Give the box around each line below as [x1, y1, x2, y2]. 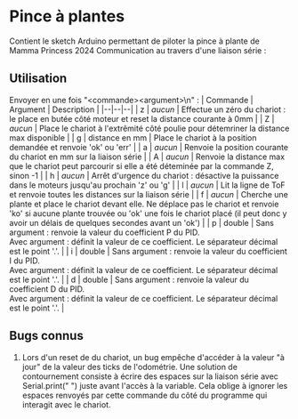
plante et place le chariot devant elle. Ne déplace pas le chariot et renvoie [9, 198, 279, 209]
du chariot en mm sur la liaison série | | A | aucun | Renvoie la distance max [9, 151, 286, 162]
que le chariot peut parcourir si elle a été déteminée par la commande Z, [9, 160, 274, 171]
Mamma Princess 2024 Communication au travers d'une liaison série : [9, 44, 267, 55]
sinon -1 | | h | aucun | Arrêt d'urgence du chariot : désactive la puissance [9, 170, 279, 181]
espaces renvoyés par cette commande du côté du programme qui [21, 390, 268, 400]
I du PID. [9, 255, 40, 266]
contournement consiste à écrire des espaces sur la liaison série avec [21, 371, 278, 382]
